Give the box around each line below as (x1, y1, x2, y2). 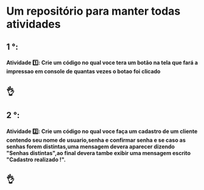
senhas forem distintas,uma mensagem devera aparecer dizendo (6, 142, 175, 150)
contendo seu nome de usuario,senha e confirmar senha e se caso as (6, 136, 186, 144)
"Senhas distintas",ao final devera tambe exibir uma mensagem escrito (6, 149, 191, 156)
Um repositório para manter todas (6, 4, 181, 18)
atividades (6, 17, 61, 31)
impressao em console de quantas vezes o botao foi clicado (6, 68, 161, 75)
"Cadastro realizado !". (6, 156, 66, 163)
